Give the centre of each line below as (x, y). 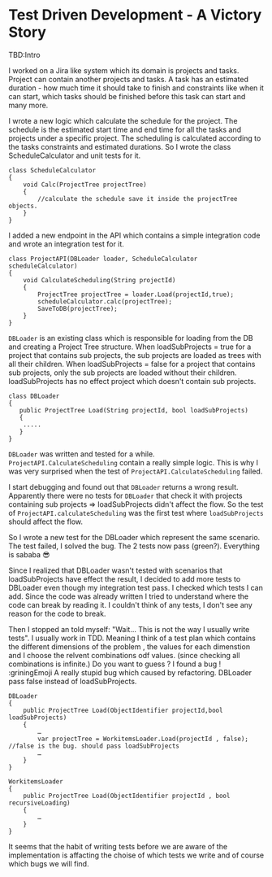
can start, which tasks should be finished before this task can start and (127, 96)
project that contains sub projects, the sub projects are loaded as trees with (135, 355)
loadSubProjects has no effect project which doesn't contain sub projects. (132, 381)
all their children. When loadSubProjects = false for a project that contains (132, 364)
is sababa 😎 (29, 554)
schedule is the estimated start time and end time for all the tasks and (125, 129)
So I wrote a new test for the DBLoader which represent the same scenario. (134, 537)
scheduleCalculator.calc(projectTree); (105, 301)
